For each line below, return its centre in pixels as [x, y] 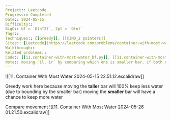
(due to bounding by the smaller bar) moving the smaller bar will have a [80, 92]
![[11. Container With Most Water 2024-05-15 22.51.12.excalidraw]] [75, 76]
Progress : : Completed [28, 15]
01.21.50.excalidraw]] [27, 112]
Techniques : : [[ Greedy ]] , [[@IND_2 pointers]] [55, 39]
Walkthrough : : [20, 48]
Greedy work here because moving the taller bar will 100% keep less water [84, 86]
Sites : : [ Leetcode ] [26, 43]
